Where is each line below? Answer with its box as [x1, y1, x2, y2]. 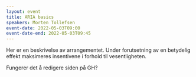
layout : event [6, 8, 41, 15]
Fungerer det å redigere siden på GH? [6, 64, 98, 71]
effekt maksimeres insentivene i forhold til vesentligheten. [6, 53, 146, 60]
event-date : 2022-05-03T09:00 [6, 25, 81, 31]
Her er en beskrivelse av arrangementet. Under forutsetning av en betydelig [6, 46, 191, 53]
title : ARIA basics [6, 14, 54, 20]
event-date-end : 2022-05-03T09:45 [6, 31, 92, 36]
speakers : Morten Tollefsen [6, 19, 76, 25]
